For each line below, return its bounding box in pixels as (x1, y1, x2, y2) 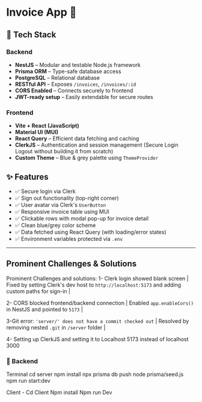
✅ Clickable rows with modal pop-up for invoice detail (14, 214, 149, 222)
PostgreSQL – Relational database (14, 74, 100, 81)
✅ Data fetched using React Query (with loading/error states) (14, 228, 167, 235)
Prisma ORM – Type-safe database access (14, 68, 121, 75)
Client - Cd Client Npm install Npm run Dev (6, 389, 112, 396)
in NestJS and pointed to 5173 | (6, 305, 83, 313)
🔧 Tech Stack (6, 30, 57, 40)
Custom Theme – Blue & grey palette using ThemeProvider (14, 154, 159, 162)
